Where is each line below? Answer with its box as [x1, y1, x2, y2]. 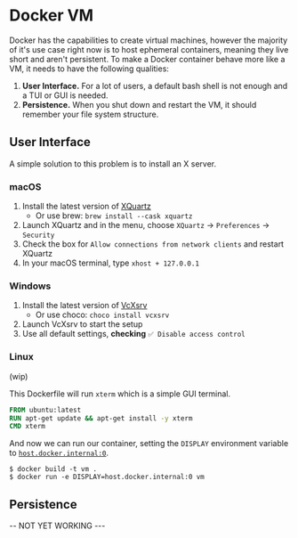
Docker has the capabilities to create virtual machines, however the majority [9, 35, 288, 45]
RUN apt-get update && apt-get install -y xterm [9, 413, 193, 423]
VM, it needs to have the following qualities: [9, 63, 169, 74]
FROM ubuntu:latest [9, 405, 82, 414]
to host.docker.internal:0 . [9, 447, 109, 459]
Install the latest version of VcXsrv [21, 300, 148, 311]
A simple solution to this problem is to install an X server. [9, 158, 216, 169]
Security [21, 231, 55, 240]
